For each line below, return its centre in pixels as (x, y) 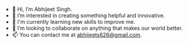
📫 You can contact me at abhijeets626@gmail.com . (77, 35)
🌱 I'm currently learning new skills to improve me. (74, 22)
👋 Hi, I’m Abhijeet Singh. (42, 9)
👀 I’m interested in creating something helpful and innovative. (88, 15)
